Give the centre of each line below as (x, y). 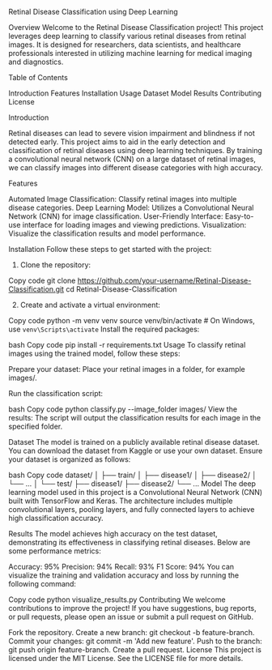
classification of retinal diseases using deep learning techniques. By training (136, 150)
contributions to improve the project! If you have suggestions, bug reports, (132, 608)
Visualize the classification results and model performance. (107, 233)
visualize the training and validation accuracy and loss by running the (124, 575)
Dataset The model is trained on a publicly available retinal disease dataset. (134, 442)
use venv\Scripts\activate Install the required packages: (104, 329)
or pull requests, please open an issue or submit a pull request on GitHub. (131, 617)
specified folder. (36, 426)
